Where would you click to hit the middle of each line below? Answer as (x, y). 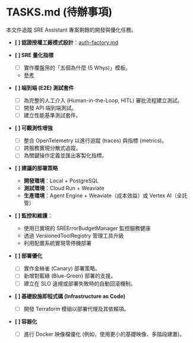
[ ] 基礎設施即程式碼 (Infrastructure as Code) (70, 296)
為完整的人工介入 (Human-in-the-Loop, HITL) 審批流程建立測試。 (103, 100)
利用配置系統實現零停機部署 (58, 243)
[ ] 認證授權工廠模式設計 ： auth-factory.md (67, 42)
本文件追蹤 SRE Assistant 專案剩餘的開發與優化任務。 (71, 30)
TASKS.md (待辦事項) (59, 12)
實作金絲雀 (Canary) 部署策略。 (62, 269)
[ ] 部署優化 (29, 256)
